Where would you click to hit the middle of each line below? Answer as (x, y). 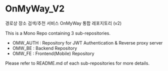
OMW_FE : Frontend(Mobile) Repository (53, 53)
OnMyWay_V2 (35, 9)
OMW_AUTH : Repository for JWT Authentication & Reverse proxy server (87, 42)
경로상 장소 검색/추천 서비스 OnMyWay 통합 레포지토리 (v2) (63, 23)
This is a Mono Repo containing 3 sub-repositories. (58, 33)
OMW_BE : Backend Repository (45, 48)
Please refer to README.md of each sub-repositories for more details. (77, 63)
